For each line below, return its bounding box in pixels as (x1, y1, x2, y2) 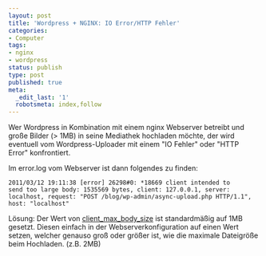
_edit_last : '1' (15, 93, 69, 101)
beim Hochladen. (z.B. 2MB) (8, 239, 101, 249)
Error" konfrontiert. (8, 148, 71, 158)
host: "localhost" (8, 200, 69, 208)
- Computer (8, 33, 45, 42)
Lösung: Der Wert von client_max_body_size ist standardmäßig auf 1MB (8, 214, 244, 223)
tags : (8, 41, 26, 49)
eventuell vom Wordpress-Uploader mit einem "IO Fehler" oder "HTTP (8, 140, 240, 149)
